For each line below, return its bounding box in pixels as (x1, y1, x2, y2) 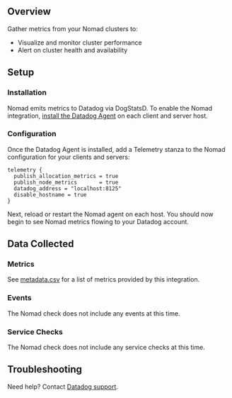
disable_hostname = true (13, 191, 87, 198)
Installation (7, 88, 47, 98)
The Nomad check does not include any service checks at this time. (7, 343, 205, 352)
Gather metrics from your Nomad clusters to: (7, 24, 138, 33)
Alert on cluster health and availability (17, 45, 128, 54)
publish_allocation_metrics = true (13, 172, 119, 179)
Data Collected (7, 238, 74, 250)
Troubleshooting (7, 363, 83, 375)
